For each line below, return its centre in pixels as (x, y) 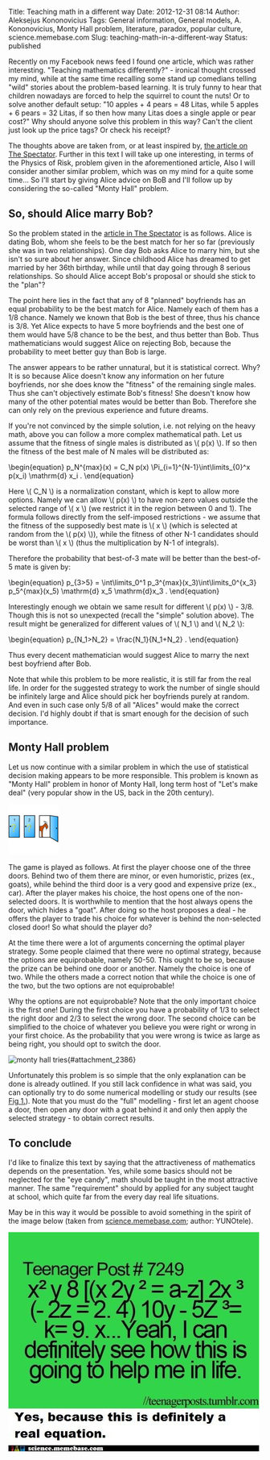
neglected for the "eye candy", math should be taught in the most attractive (133, 1179)
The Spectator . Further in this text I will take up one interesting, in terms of (131, 154)
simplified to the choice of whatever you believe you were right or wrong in (133, 1026)
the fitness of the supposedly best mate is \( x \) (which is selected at (123, 525)
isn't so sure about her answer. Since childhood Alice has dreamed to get (129, 259)
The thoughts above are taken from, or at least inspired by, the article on (128, 146)
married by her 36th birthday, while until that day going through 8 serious (130, 267)
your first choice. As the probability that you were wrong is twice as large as (134, 1035)
